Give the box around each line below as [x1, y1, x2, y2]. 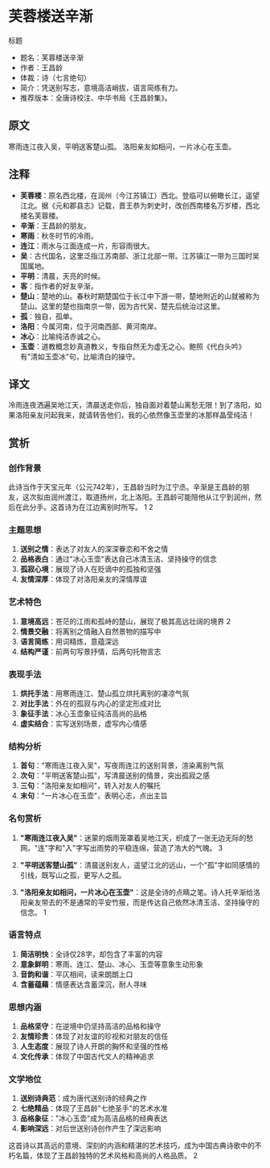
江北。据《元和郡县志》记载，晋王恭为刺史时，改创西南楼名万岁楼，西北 [19, 201, 260, 210]
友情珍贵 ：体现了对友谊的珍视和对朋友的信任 [19, 1032, 169, 1042]
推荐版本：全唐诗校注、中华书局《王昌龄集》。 [19, 93, 172, 102]
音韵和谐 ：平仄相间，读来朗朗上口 [19, 969, 133, 979]
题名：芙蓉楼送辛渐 [19, 52, 84, 62]
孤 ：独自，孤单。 [19, 311, 77, 321]
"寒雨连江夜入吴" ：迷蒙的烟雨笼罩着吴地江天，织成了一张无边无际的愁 [19, 833, 254, 843]
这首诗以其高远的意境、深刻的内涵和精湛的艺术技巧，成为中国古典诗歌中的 [8, 1141, 255, 1150]
